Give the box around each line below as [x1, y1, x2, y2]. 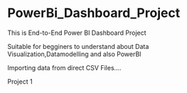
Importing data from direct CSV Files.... [7, 63, 122, 72]
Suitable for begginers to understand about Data [7, 42, 149, 50]
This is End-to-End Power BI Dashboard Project [7, 28, 147, 37]
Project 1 [7, 77, 33, 86]
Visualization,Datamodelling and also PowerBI [7, 50, 141, 58]
